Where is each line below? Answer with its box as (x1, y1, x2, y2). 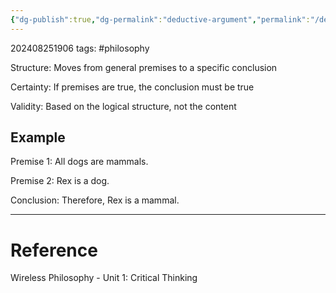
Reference (10, 239, 98, 261)
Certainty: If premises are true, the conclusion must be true (10, 81, 255, 93)
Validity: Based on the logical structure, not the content (10, 100, 237, 112)
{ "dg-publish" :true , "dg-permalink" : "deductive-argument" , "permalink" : (10, 14, 311, 25)
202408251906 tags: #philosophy (10, 42, 150, 54)
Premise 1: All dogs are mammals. (10, 156, 149, 168)
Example (10, 129, 66, 146)
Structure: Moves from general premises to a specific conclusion (10, 61, 278, 73)
